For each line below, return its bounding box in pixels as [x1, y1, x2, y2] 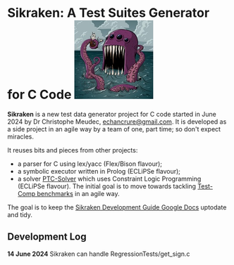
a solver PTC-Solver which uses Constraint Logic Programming [17, 174, 202, 183]
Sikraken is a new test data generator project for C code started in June [7, 110, 216, 118]
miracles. [7, 132, 34, 141]
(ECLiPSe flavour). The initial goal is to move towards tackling [17, 181, 196, 190]
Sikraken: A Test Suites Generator [7, 5, 210, 21]
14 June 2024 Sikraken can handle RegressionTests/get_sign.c [7, 250, 190, 258]
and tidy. [7, 210, 33, 219]
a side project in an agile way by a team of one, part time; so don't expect [7, 124, 221, 133]
